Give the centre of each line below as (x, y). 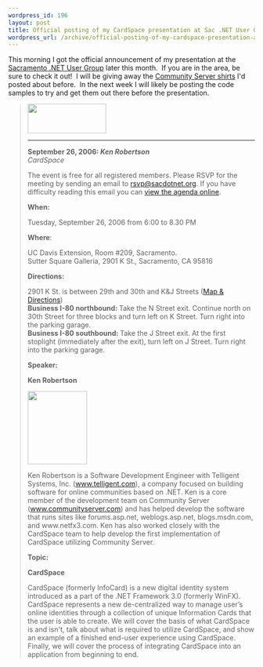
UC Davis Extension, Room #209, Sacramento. (102, 253)
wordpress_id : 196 (38, 15)
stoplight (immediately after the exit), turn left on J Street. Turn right (137, 341)
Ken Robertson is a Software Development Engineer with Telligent (133, 476)
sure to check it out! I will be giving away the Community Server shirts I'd (127, 76)
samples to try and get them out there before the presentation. (109, 93)
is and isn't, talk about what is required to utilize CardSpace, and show (141, 629)
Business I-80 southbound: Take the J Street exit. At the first (126, 333)
